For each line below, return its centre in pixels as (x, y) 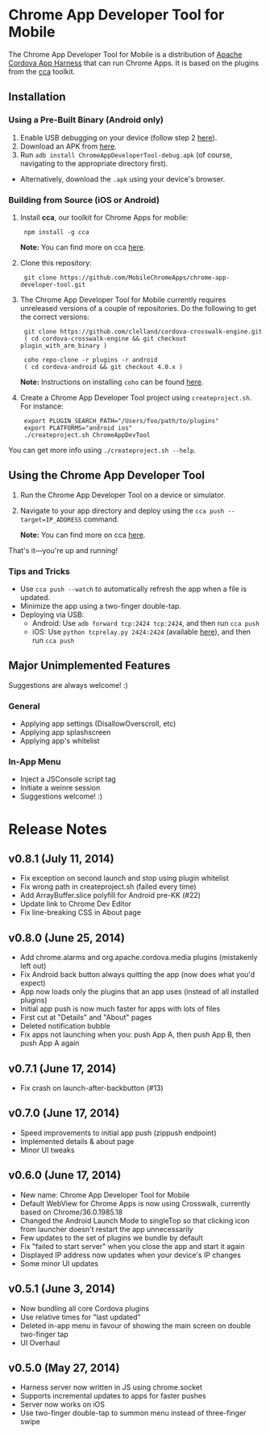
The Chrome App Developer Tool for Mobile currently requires (123, 300)
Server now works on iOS (62, 1405)
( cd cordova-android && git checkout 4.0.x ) (103, 367)
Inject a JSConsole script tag (68, 779)
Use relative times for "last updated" (80, 1317)
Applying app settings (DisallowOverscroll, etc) (98, 723)
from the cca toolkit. (42, 71)
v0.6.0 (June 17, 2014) (65, 1175)
